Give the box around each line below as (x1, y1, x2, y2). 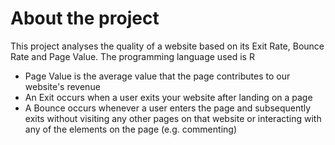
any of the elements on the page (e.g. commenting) (24, 123, 237, 135)
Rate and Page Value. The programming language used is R (10, 50, 255, 62)
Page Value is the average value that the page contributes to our (24, 70, 291, 82)
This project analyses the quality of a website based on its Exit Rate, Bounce (10, 40, 325, 52)
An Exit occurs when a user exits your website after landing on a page (24, 91, 313, 103)
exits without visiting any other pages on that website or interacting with (24, 112, 322, 124)
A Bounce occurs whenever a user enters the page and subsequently (24, 102, 312, 114)
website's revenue (24, 80, 101, 92)
